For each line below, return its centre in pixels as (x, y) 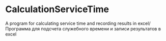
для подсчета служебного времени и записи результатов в (96, 28)
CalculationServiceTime (57, 9)
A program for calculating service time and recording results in (71, 23)
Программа (18, 28)
